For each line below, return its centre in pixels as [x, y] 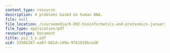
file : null [17, 19]
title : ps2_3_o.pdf [26, 38]
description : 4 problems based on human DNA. [54, 15]
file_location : [21, 24]
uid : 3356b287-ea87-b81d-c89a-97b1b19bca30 [52, 43]
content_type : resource [30, 10]
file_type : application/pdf [35, 29]
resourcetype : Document [30, 33]
